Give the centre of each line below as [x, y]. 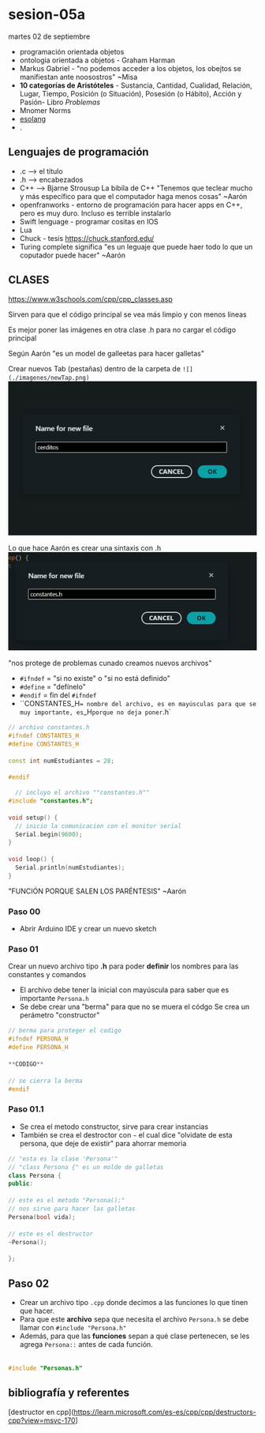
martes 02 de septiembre [49, 36]
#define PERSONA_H [38, 1047]
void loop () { [32, 859]
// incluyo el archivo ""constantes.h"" [82, 793]
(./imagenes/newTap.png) [49, 378]
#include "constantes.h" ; [50, 801]
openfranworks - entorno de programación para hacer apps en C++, [131, 205]
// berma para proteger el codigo [65, 1031]
